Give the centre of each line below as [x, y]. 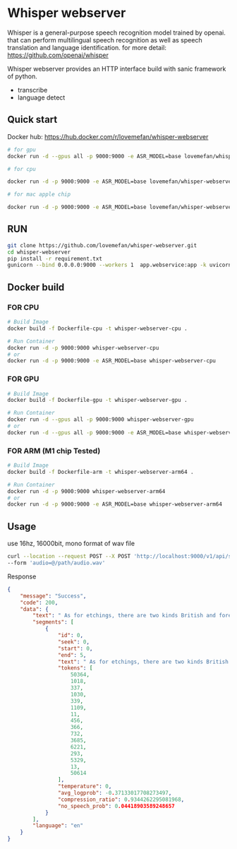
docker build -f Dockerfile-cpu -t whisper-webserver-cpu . [98, 328]
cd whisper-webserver [39, 252]
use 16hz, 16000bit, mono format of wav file [71, 544]
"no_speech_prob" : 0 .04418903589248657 [116, 806]
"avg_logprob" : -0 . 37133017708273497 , [115, 793]
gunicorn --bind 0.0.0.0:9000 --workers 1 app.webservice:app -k [107, 265]
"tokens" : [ [75, 668]
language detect [41, 97]
